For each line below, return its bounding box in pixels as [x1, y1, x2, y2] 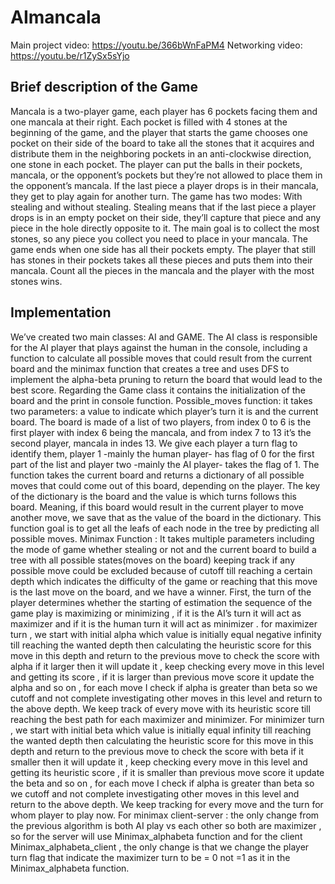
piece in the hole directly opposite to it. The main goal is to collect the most [10, 222, 320, 234]
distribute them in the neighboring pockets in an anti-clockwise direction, [10, 147, 312, 160]
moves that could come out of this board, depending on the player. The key [10, 479, 321, 491]
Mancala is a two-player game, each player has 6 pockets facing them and [10, 105, 318, 117]
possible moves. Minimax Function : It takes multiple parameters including [10, 532, 315, 545]
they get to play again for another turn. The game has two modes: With [10, 190, 303, 202]
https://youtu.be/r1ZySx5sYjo [10, 49, 130, 61]
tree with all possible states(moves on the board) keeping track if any [10, 554, 296, 566]
